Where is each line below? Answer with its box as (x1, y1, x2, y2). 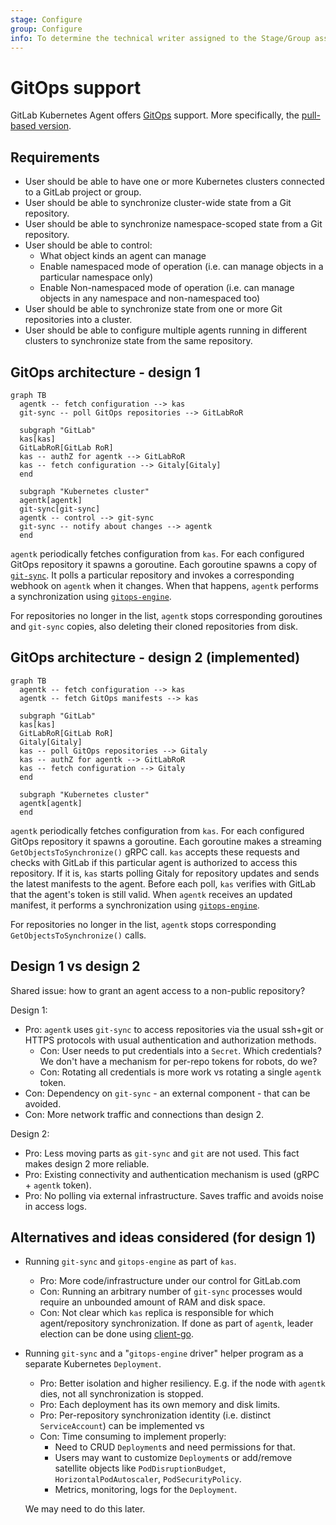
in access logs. (24, 1200, 87, 1212)
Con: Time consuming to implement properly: (39, 1431, 227, 1443)
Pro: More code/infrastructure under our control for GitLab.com (39, 1275, 301, 1287)
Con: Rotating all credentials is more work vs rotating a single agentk (39, 1066, 322, 1078)
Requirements (10, 149, 100, 166)
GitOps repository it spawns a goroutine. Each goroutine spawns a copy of (10, 558, 318, 570)
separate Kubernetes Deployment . (24, 1358, 162, 1370)
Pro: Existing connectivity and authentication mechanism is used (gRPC (24, 1168, 320, 1180)
